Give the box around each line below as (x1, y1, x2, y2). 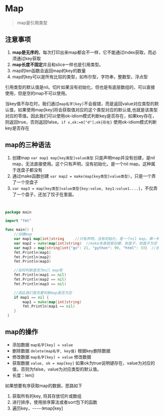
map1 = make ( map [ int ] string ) (22, 299, 82, 305)
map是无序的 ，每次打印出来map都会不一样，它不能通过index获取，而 (12, 49, 152, 55)
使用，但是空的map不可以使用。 (5, 90, 70, 96)
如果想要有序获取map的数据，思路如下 (5, 382, 82, 389)
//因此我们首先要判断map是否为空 (14, 290, 72, 295)
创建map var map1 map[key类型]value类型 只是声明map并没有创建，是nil (12, 154, 155, 160)
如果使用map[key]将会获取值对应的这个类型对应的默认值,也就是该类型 (18, 107, 158, 112)
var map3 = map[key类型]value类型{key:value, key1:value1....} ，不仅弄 (12, 185, 158, 191)
